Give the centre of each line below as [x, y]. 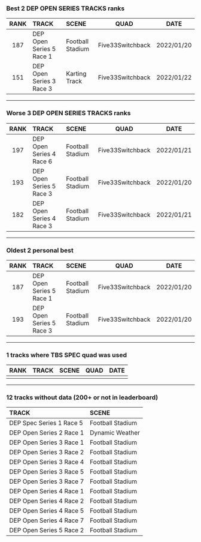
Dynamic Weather [115, 433]
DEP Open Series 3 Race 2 [47, 453]
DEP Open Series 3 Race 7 [47, 481]
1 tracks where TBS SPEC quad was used [67, 355]
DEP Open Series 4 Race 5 [47, 511]
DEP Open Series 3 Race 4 [47, 462]
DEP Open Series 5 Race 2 [47, 531]
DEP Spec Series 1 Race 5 [46, 423]
